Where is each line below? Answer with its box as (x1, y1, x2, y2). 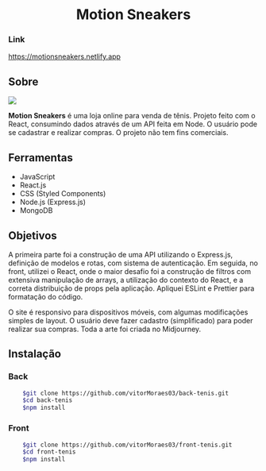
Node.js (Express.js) (19, 197, 86, 207)
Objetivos (8, 229, 57, 242)
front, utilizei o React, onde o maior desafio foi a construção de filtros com (8, 266, 252, 276)
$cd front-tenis (22, 448, 77, 456)
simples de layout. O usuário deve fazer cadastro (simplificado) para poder (8, 315, 253, 325)
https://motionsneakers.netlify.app (8, 52, 121, 61)
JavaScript (19, 172, 56, 182)
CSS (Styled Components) (19, 189, 106, 199)
